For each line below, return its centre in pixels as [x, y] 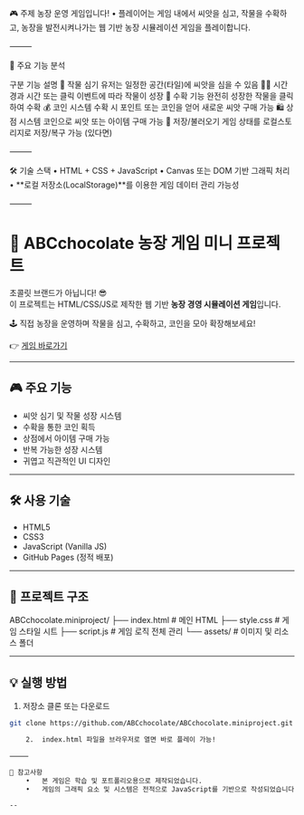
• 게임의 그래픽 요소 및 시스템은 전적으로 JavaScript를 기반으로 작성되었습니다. [162, 789]
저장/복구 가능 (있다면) [73, 133]
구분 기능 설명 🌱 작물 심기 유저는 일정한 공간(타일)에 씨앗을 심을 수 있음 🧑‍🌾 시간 [149, 85]
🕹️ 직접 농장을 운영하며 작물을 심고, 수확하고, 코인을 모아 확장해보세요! [133, 323]
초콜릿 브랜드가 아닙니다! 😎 [58, 292]
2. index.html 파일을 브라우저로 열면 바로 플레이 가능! [121, 740]
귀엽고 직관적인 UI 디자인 [66, 461]
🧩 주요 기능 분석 [38, 65]
